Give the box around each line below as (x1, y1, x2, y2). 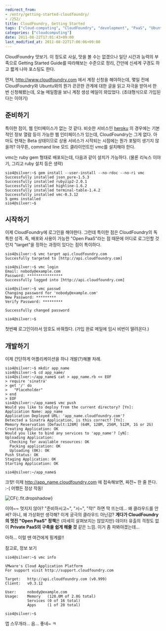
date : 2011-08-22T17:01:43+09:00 (5, 35, 74, 40)
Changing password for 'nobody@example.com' (5, 291, 98, 296)
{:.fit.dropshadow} (15, 495, 53, 501)
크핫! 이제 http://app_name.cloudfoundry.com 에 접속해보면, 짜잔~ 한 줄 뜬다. (5, 479, 157, 485)
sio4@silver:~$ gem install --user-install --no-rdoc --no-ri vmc (5, 170, 145, 175)
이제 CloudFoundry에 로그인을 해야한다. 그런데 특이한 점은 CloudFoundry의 (5, 229, 153, 235)
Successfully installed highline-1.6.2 (5, 183, 87, 188)
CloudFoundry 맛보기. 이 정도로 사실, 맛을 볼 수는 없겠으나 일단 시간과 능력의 (5, 53, 154, 59)
